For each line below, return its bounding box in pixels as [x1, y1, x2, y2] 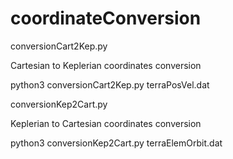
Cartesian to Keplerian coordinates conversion [10, 59, 202, 71]
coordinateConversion [10, 7, 202, 30]
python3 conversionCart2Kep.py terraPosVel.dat [10, 78, 210, 91]
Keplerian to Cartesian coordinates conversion [10, 117, 202, 129]
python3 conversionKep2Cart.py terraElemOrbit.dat [10, 137, 223, 149]
